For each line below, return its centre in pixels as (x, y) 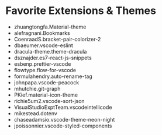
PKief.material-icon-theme (46, 95)
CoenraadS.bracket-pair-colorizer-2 (57, 39)
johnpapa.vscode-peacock (46, 82)
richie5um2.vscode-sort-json (49, 101)
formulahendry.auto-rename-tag (53, 76)
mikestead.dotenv (36, 113)
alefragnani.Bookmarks (42, 33)
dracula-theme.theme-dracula (50, 51)
